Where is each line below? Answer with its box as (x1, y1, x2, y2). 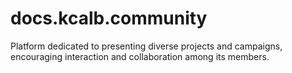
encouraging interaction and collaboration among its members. (10, 50, 270, 62)
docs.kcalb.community (10, 7, 208, 30)
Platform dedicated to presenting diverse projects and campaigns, (10, 40, 283, 52)
